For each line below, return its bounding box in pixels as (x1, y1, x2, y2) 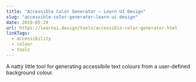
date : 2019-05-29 (6, 19, 49, 25)
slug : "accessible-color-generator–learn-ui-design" (6, 14, 138, 20)
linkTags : (6, 30, 31, 36)
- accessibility (11, 36, 51, 42)
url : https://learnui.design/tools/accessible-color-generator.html (6, 25, 178, 31)
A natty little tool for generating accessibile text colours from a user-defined (6, 63, 190, 70)
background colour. (6, 69, 54, 76)
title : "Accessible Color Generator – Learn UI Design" (6, 8, 146, 15)
